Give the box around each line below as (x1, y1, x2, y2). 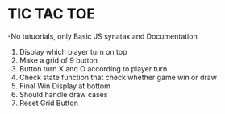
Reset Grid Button (19, 98, 78, 108)
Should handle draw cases (19, 89, 108, 99)
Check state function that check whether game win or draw (19, 72, 217, 82)
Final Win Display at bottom (19, 81, 110, 91)
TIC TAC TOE (7, 5, 96, 23)
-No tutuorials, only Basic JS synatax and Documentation (7, 31, 198, 41)
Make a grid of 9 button (19, 55, 98, 65)
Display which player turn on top (19, 47, 127, 56)
